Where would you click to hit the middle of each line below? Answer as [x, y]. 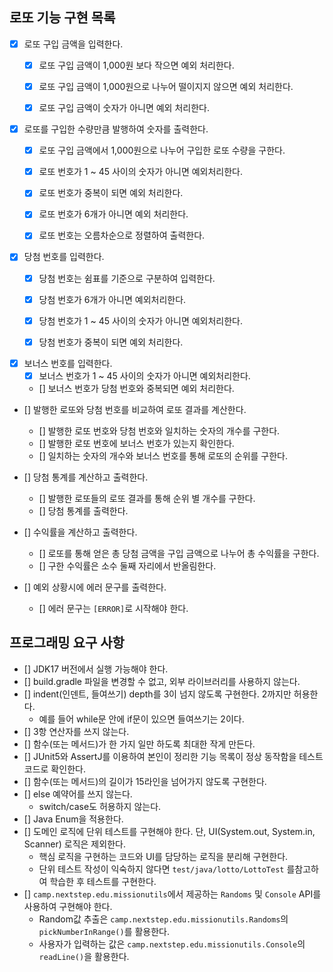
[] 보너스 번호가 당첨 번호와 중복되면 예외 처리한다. [136, 388]
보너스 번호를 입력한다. [68, 363]
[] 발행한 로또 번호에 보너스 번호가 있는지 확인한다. [136, 443]
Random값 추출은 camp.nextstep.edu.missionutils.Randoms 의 [163, 919]
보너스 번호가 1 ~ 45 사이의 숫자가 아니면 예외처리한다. [144, 375]
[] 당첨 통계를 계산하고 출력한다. [86, 477]
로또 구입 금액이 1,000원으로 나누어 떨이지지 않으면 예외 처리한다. [166, 86]
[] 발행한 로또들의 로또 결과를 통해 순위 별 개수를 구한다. [147, 498]
